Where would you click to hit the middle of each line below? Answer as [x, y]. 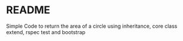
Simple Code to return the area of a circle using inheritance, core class [92, 26]
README [28, 10]
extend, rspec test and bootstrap [46, 32]
